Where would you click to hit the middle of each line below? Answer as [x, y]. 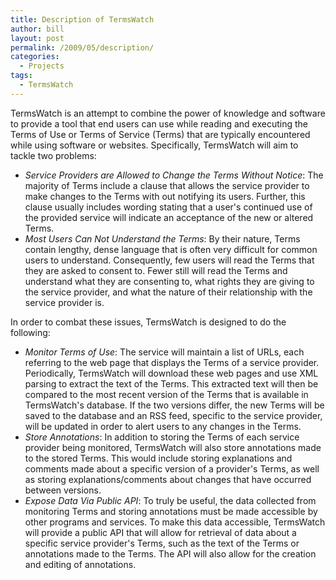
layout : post [37, 38]
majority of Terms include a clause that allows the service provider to [167, 185]
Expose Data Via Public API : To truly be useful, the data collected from [170, 500]
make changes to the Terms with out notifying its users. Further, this [165, 196]
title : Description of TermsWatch [82, 19]
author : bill [37, 29]
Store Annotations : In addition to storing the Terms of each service [162, 437]
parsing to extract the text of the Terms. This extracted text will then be [171, 383]
